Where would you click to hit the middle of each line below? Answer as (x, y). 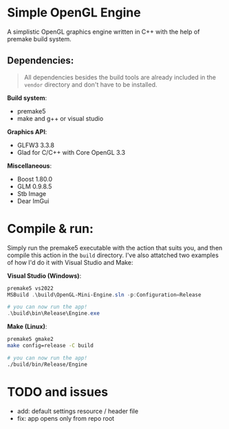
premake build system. (40, 38)
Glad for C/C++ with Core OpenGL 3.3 (71, 152)
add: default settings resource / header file (78, 411)
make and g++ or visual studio (60, 118)
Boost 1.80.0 (35, 179)
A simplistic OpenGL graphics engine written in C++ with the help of (103, 32)
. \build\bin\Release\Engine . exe (53, 313)
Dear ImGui (33, 201)
